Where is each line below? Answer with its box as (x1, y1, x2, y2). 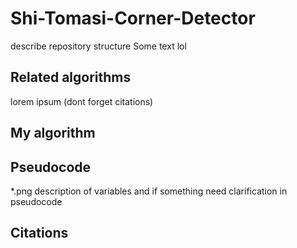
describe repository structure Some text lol (10, 40, 187, 52)
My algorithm (10, 125, 96, 142)
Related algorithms (10, 69, 132, 86)
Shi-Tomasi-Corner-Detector (10, 7, 256, 30)
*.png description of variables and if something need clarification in (10, 185, 288, 197)
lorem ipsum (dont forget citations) (10, 95, 154, 107)
